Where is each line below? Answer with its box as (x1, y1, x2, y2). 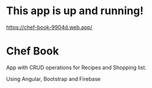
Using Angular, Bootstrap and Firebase (6, 75, 101, 82)
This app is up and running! (6, 4, 144, 18)
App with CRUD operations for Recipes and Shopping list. (6, 64, 147, 71)
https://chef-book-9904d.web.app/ (6, 24, 93, 31)
